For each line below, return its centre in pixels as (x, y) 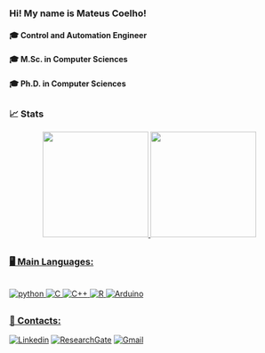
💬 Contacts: (35, 320)
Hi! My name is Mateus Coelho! (78, 13)
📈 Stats (27, 114)
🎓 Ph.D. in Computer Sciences (68, 84)
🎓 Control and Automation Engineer (78, 35)
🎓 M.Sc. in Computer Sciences (68, 60)
